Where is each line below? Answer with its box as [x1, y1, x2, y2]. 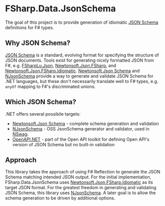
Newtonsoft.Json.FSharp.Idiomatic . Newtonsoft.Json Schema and [5, 68, 140, 74]
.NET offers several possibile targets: [5, 111, 81, 117]
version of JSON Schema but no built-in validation [12, 141, 115, 147]
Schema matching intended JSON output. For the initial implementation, [5, 174, 152, 180]
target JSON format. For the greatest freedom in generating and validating [5, 185, 157, 191]
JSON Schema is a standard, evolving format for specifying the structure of [5, 52, 160, 58]
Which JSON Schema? [5, 98, 76, 106]
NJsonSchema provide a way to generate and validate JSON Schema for [5, 73, 154, 79]
